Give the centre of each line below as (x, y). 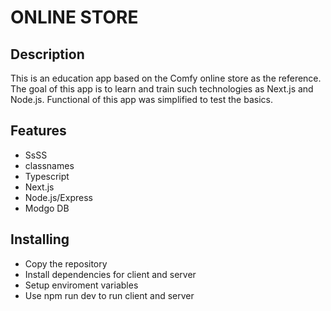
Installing (40, 239)
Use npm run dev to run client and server (109, 295)
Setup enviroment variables (81, 285)
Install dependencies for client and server (110, 274)
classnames (49, 165)
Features (38, 131)
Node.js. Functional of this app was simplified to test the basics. (141, 99)
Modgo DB (47, 208)
